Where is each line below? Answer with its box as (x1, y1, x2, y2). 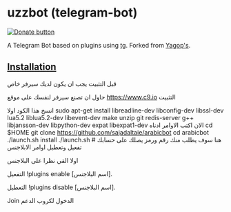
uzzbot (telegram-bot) (7, 5, 138, 21)
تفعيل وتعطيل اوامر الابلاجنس (7, 143, 82, 151)
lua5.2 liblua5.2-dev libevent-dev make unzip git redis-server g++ (7, 113, 194, 122)
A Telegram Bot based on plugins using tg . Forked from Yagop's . (7, 41, 191, 49)
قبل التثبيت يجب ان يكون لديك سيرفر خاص (7, 79, 117, 88)
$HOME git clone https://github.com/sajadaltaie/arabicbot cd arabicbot (7, 128, 209, 136)
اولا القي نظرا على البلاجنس (7, 156, 79, 164)
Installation (7, 61, 57, 73)
